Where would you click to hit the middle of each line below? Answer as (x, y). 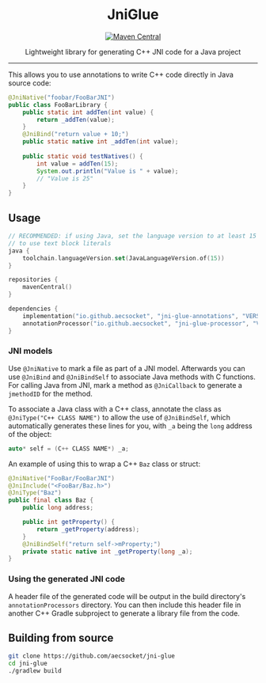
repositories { (33, 280)
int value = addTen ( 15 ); (78, 164)
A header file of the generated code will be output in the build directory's (127, 596)
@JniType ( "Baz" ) (35, 493)
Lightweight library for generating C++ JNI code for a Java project (133, 51)
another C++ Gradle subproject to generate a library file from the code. (124, 613)
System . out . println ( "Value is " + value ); (108, 171)
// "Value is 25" (65, 178)
